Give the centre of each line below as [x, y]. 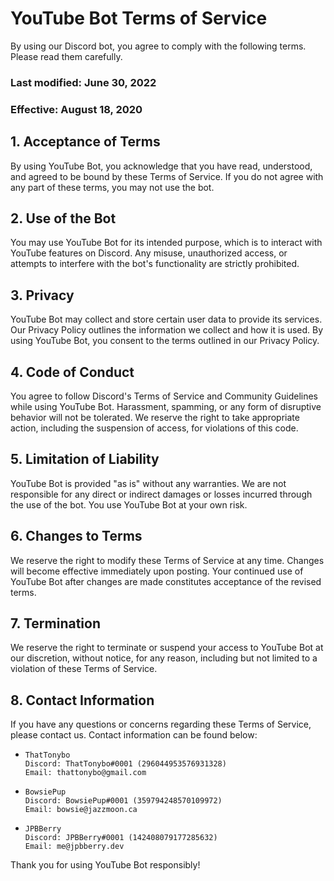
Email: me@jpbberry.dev [74, 847]
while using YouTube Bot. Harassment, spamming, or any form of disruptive [166, 407]
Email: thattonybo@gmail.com [85, 773]
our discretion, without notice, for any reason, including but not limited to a [164, 658]
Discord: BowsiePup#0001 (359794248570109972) [123, 801]
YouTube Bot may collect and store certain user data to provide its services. [166, 319]
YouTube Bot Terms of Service [139, 18]
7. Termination [55, 623]
